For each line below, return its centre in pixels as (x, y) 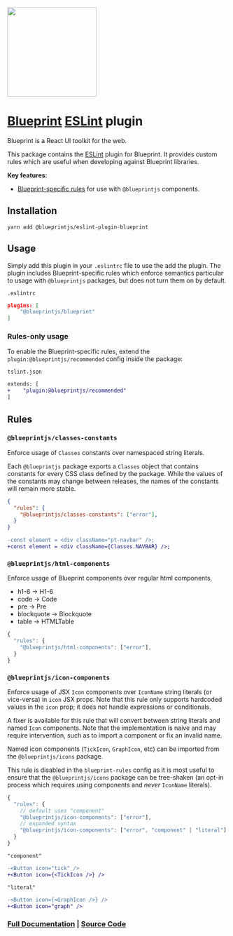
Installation (32, 211)
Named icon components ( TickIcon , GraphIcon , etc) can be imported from (113, 749)
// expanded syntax (48, 824)
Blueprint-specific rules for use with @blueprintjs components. (108, 189)
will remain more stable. (42, 488)
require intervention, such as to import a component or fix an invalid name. (115, 735)
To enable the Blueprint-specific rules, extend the (79, 352)
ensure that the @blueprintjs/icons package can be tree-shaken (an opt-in (115, 777)
